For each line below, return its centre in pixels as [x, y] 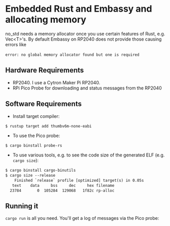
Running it [22, 206]
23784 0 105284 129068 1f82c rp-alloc [62, 190]
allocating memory [46, 20]
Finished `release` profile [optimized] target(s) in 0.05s [79, 180]
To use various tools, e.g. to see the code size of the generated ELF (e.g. [89, 155]
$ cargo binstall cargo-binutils [41, 170]
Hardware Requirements [45, 70]
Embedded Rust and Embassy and [79, 9]
